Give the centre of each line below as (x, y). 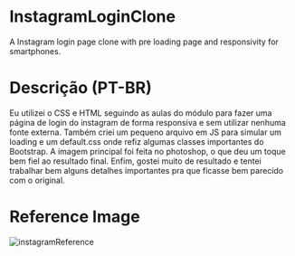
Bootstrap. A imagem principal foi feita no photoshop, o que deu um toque (148, 151)
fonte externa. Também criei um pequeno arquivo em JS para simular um (146, 132)
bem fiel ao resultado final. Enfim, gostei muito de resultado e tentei (136, 161)
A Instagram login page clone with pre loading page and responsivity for (144, 42)
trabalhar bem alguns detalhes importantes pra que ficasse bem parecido (146, 170)
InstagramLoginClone (93, 17)
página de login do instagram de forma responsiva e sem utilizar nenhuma (148, 122)
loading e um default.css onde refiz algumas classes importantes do (137, 141)
